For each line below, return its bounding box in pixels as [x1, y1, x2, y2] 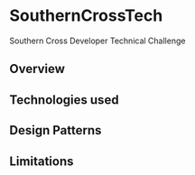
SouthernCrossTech [9, 5, 163, 26]
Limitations [9, 153, 74, 169]
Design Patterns [9, 123, 102, 138]
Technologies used [9, 92, 119, 107]
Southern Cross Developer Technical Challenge [9, 35, 186, 46]
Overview [9, 61, 66, 77]
